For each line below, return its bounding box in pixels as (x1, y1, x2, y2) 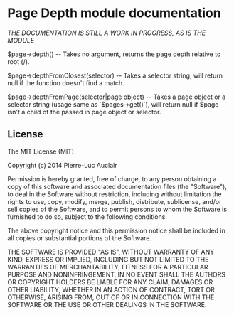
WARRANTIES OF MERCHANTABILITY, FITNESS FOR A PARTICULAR (7, 262, 208, 271)
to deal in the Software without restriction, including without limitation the (7, 190, 222, 198)
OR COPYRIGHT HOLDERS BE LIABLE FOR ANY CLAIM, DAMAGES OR (7, 277, 213, 286)
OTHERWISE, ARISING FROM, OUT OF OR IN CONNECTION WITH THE (7, 293, 215, 301)
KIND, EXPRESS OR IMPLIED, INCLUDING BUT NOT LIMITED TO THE (7, 255, 209, 264)
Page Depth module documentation (7, 5, 222, 21)
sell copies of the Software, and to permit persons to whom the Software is (7, 205, 228, 213)
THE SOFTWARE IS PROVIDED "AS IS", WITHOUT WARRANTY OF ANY (7, 247, 215, 256)
